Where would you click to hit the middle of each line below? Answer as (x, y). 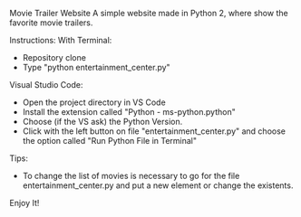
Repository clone (54, 57)
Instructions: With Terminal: (61, 40)
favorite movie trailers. (51, 23)
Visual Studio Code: (46, 85)
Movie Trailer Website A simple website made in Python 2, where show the (149, 13)
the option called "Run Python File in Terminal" (110, 141)
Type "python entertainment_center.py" (96, 67)
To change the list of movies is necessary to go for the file (131, 176)
